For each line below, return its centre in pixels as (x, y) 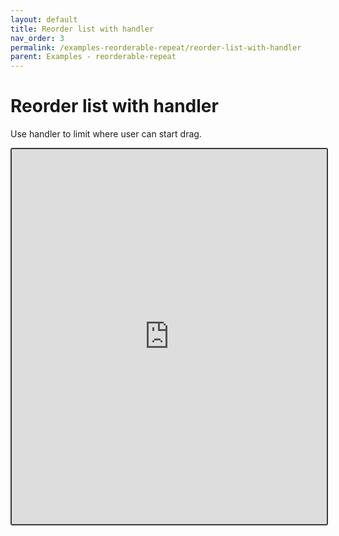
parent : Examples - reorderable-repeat (93, 57)
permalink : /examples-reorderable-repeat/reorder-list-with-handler (156, 47)
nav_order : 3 (37, 38)
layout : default (44, 19)
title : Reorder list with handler (82, 29)
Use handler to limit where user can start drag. (106, 134)
